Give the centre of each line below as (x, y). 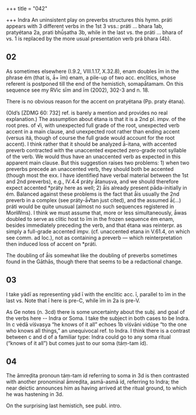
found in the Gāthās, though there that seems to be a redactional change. (94, 262)
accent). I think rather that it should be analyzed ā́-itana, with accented (92, 144)
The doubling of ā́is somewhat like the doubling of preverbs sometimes (92, 255)
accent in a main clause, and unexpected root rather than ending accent (93, 131)
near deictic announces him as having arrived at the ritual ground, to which (97, 388)
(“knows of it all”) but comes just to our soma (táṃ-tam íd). (77, 343)
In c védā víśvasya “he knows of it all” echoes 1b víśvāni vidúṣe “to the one (97, 324)
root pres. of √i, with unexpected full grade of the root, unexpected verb (93, 125)
